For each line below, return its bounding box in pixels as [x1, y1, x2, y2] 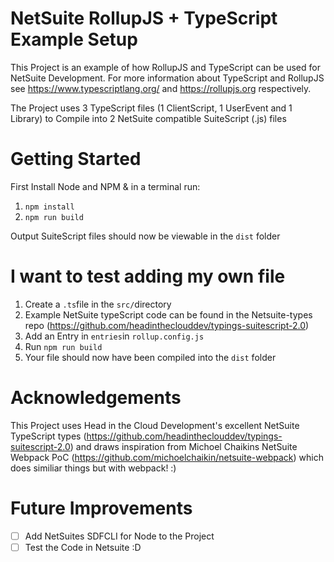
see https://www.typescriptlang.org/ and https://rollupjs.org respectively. [10, 82, 312, 94]
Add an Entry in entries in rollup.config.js [24, 330, 205, 342]
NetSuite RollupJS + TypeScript [10, 7, 278, 30]
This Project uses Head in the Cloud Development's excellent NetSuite [10, 419, 300, 431]
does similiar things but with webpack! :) [10, 462, 177, 474]
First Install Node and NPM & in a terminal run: [10, 180, 201, 192]
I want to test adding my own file [10, 265, 286, 288]
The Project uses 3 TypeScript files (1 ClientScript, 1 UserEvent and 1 [10, 102, 293, 114]
